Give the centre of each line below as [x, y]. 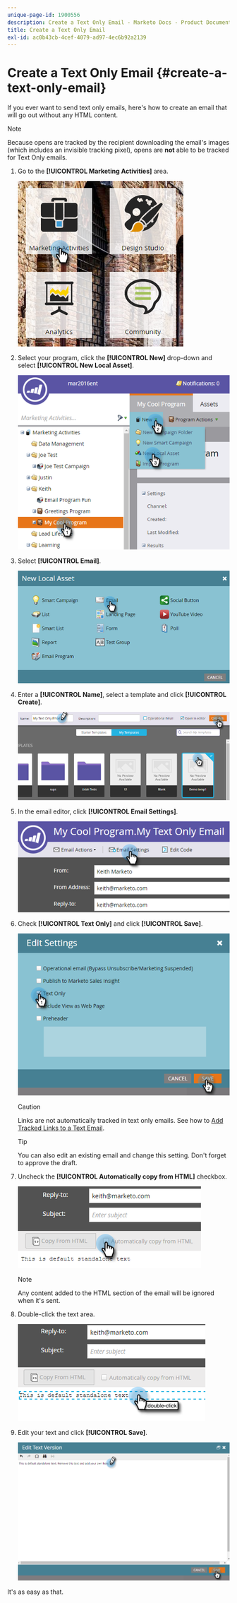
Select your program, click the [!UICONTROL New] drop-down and [115, 358]
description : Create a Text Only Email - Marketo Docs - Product [105, 22]
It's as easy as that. [36, 1592]
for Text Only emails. [37, 157]
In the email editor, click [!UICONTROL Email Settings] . [98, 811]
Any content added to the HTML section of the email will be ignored [116, 1293]
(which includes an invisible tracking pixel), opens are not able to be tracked [118, 150]
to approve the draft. [47, 1163]
